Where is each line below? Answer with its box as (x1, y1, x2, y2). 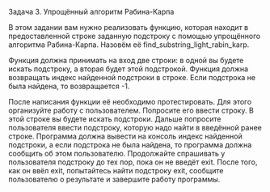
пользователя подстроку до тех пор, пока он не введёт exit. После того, (8, 157, 258, 167)
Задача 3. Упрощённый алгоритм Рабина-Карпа (8, 7, 175, 16)
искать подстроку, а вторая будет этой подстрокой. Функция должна (8, 64, 249, 74)
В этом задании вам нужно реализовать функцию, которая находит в (8, 23, 249, 32)
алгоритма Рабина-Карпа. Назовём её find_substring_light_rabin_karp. (8, 40, 250, 49)
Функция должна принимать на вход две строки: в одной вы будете (8, 56, 244, 65)
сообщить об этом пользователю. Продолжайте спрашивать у (8, 149, 226, 158)
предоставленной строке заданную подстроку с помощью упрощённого (8, 32, 261, 41)
